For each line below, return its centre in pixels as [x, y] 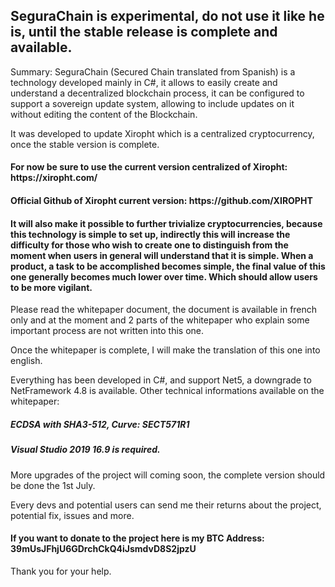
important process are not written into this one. [107, 331]
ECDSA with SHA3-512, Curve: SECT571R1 [100, 424]
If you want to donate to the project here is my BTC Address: [137, 538]
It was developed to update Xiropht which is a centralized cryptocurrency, [162, 133]
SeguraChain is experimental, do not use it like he [167, 16]
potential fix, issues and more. [72, 515]
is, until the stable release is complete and [144, 32]
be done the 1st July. [53, 485]
